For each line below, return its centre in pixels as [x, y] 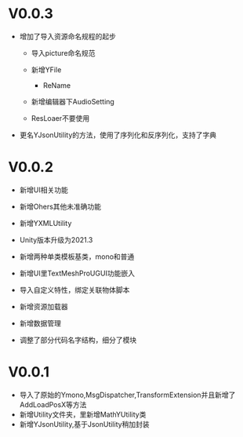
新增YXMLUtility [45, 223]
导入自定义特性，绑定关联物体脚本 [74, 290]
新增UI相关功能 [44, 190]
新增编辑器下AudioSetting [73, 101]
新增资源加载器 [44, 306]
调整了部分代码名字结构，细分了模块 [78, 340]
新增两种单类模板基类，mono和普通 [77, 257]
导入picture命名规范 [63, 53]
